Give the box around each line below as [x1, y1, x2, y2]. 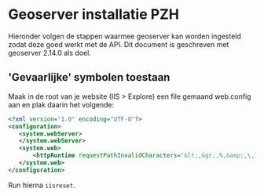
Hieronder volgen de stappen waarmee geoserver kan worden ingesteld [8, 31, 242, 41]
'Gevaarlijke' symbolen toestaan [8, 71, 170, 84]
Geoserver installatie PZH [8, 5, 179, 24]
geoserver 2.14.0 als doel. [8, 48, 92, 57]
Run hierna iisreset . [8, 180, 76, 190]
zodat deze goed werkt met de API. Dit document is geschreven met [8, 39, 229, 49]
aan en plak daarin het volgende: [8, 100, 115, 109]
